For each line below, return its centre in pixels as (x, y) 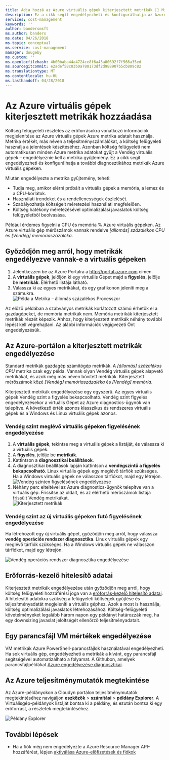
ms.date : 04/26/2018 (27, 39)
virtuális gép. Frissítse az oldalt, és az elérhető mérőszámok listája (81, 492)
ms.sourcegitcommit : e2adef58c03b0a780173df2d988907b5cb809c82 (73, 66)
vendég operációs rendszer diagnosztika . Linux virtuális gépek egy (77, 539)
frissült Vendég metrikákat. (41, 498)
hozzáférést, (26, 752)
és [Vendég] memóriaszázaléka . (39, 235)
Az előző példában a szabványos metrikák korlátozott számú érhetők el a (81, 308)
